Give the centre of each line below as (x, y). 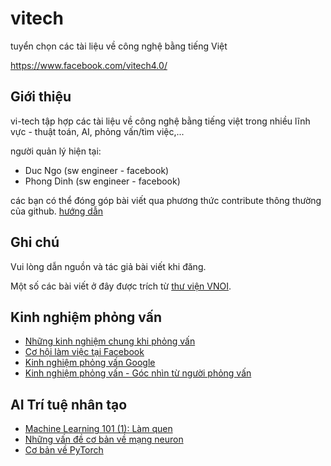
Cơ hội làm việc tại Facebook (84, 352)
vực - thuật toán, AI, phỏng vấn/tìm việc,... (97, 131)
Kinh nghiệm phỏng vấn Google (90, 363)
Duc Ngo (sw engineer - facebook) (97, 170)
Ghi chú (35, 242)
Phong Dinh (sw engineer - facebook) (102, 181)
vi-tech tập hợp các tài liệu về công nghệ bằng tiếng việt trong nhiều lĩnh (160, 121)
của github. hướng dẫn (57, 211)
